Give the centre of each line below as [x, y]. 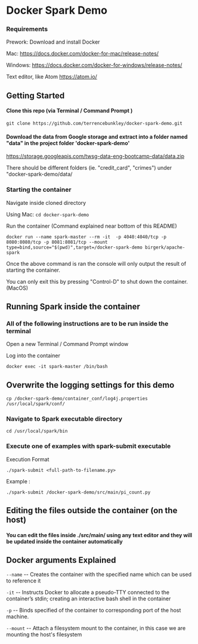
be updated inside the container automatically [65, 541]
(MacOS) [17, 288]
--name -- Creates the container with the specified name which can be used [99, 575]
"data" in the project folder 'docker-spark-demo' [68, 143]
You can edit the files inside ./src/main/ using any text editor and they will [99, 535]
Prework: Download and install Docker [53, 42]
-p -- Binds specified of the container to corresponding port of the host [94, 611]
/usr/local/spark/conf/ [36, 404]
